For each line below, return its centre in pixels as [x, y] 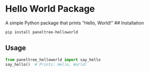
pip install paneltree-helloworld [42, 32]
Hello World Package [50, 9]
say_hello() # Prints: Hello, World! [46, 64]
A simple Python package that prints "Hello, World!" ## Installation [75, 23]
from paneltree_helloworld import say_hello [53, 60]
